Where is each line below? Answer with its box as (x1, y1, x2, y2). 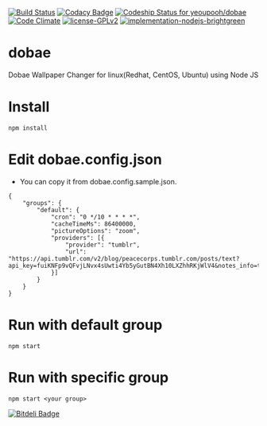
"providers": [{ (50, 234, 105, 242)
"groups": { (22, 199, 62, 207)
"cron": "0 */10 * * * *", (50, 213, 141, 221)
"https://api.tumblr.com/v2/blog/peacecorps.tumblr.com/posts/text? (8, 254, 240, 262)
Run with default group (8, 316, 163, 334)
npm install (8, 124, 48, 132)
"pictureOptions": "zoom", (50, 227, 141, 234)
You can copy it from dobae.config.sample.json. (19, 176, 177, 186)
